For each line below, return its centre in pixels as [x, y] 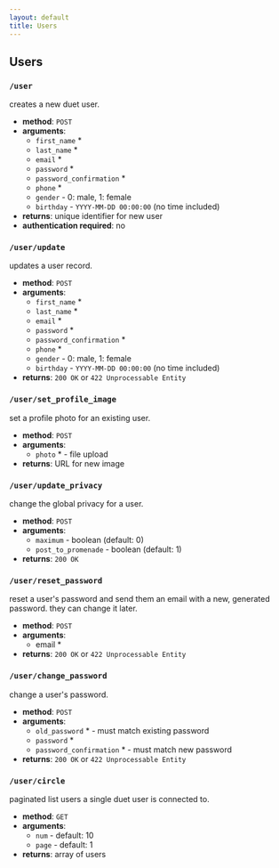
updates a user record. [51, 266]
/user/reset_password [56, 581]
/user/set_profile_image [63, 400]
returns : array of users [64, 854]
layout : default [39, 17]
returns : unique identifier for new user [92, 216]
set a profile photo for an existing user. [80, 418]
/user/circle [37, 781]
